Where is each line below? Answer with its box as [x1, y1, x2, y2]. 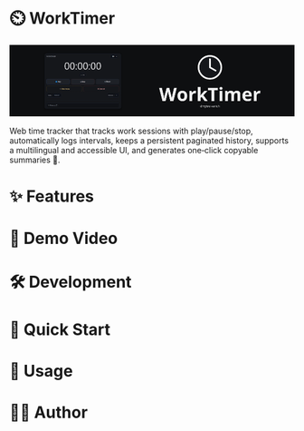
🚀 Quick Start [9, 319, 111, 339]
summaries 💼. [9, 154, 61, 165]
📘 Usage [9, 360, 73, 381]
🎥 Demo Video [9, 229, 119, 249]
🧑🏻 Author [9, 402, 89, 423]
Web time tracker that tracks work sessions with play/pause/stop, [9, 125, 253, 136]
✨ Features [9, 186, 95, 207]
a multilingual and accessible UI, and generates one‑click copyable [9, 144, 259, 155]
